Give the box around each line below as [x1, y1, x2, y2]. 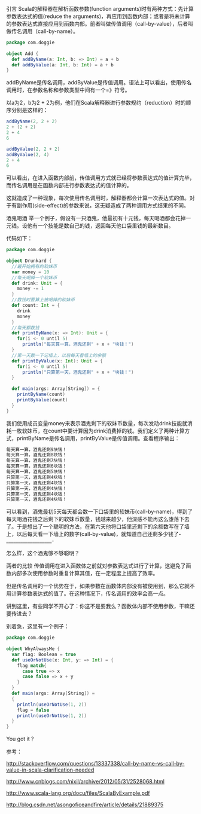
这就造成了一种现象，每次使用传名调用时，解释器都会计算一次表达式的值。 [6, 194, 190, 202]
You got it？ [6, 735, 35, 743]
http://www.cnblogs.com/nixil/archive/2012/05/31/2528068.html [6, 778, 165, 785]
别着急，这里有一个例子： [6, 623, 69, 630]
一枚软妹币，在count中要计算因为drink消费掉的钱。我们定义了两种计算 [11, 427, 185, 434]
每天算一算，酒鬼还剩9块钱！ [6, 446, 67, 453]
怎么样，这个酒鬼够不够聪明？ [6, 550, 80, 557]
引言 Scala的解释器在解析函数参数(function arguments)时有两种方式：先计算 [6, 5, 194, 12]
